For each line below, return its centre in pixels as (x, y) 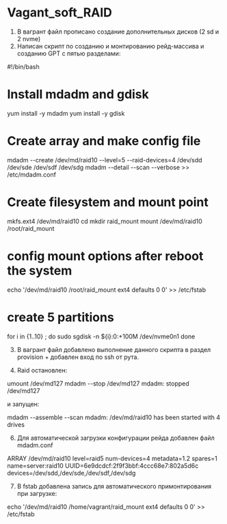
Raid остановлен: (42, 370)
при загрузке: (37, 493)
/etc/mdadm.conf (32, 174)
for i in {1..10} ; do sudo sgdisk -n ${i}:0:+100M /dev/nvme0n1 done (101, 336)
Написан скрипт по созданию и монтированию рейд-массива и (110, 46)
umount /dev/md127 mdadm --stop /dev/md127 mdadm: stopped (98, 383)
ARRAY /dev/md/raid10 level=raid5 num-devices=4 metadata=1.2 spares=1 (112, 458)
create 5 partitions (61, 317)
